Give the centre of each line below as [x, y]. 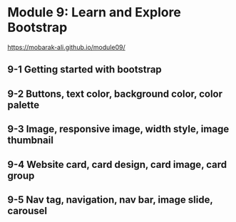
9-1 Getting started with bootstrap [84, 69]
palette [24, 105]
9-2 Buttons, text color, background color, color [115, 94]
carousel [27, 211]
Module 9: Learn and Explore [94, 12]
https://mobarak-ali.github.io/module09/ [67, 47]
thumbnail [30, 141]
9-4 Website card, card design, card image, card [117, 164]
